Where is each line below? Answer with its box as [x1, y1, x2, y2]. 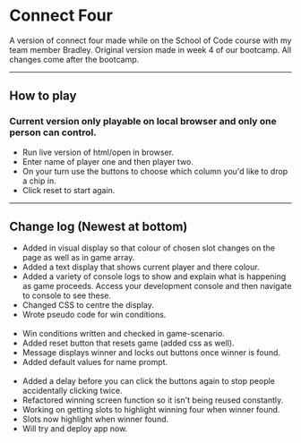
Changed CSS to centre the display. [21, 300, 154, 311]
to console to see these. [21, 290, 112, 301]
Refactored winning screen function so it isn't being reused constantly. [21, 395, 284, 405]
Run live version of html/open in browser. [21, 147, 175, 158]
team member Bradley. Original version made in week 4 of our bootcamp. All [9, 44, 292, 55]
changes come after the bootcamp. [9, 54, 140, 64]
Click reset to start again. [21, 184, 116, 195]
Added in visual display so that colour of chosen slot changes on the [21, 243, 276, 253]
